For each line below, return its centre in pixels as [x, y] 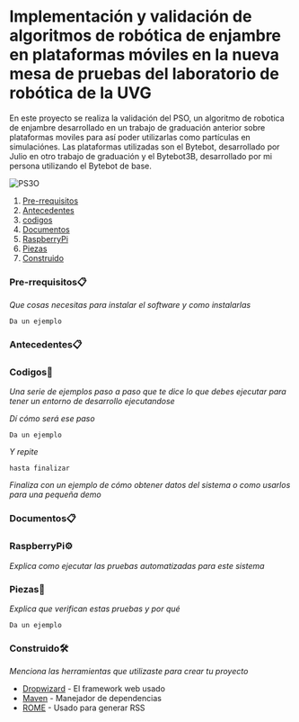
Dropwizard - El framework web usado [94, 689]
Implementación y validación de [131, 17]
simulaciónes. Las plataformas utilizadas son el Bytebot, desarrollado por [145, 147]
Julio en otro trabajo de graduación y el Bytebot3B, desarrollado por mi [141, 156]
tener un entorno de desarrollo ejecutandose [92, 402]
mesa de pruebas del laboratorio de [145, 74]
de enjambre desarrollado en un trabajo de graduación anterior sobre [137, 127]
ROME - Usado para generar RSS [84, 708]
